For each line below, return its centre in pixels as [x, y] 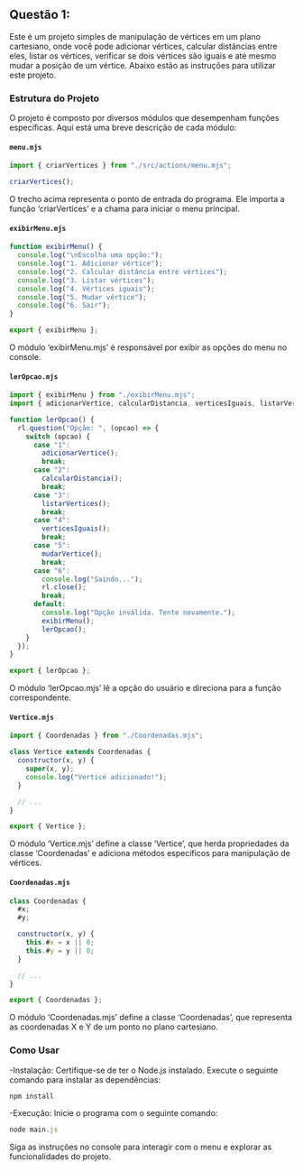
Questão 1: [40, 15]
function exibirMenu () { [56, 247]
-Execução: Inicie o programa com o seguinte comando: [114, 1113]
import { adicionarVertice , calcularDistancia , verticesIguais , [133, 404]
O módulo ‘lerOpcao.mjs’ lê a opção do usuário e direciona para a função [145, 688]
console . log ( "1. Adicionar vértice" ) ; [91, 264]
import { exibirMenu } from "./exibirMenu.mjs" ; [102, 395]
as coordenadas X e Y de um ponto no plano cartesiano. [114, 1027]
